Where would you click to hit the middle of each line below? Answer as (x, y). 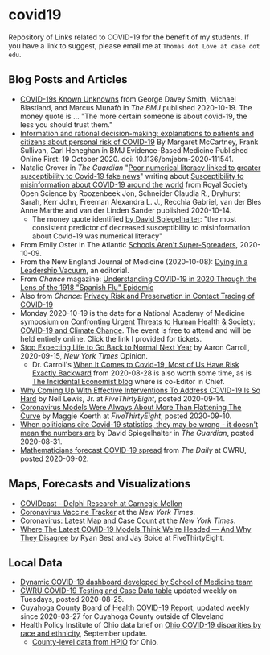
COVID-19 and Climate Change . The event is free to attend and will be (135, 330)
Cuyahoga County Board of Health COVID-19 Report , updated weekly (135, 608)
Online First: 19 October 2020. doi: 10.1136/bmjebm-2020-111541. (127, 159)
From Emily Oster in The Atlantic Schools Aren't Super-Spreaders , (129, 244)
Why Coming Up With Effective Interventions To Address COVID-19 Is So (140, 390)
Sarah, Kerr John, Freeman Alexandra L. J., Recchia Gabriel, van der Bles (141, 201)
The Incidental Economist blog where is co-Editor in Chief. (128, 381)
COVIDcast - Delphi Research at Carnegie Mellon (101, 503)
